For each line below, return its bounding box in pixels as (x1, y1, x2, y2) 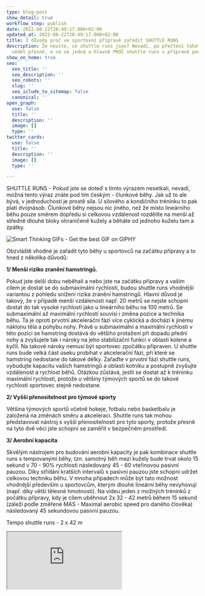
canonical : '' (12, 94, 48, 100)
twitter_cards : (6, 134, 45, 141)
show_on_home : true (6, 54, 56, 61)
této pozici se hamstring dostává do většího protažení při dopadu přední (6, 330, 188, 337)
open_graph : (6, 100, 37, 106)
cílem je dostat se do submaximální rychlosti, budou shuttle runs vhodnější (6, 284, 194, 291)
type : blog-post (6, 9, 48, 15)
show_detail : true (6, 15, 53, 21)
